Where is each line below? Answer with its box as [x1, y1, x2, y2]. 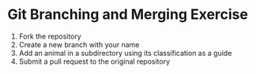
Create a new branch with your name [18, 39, 140, 49]
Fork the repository [18, 31, 82, 41]
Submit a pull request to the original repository [18, 57, 171, 66]
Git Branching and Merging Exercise [7, 6, 248, 24]
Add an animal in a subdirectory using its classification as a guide [18, 48, 232, 57]
